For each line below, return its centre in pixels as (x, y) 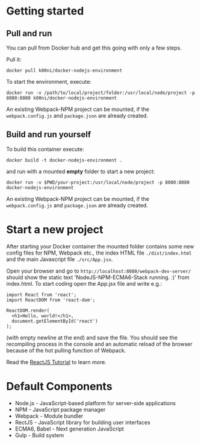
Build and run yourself (49, 135)
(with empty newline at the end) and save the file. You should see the (92, 337)
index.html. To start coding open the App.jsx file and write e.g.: (84, 283)
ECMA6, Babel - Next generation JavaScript (70, 429)
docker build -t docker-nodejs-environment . (64, 160)
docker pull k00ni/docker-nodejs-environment (64, 71)
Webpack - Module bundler (49, 416)
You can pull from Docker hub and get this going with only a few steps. (94, 48)
